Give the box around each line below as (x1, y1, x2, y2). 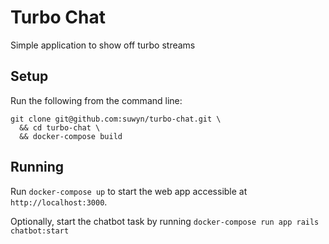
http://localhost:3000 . (10, 196, 108, 208)
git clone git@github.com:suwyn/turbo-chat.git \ (10, 114, 222, 124)
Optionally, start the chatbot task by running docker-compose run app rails (10, 215, 320, 227)
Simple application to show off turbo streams (10, 39, 196, 51)
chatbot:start (10, 226, 70, 236)
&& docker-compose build (19, 131, 123, 141)
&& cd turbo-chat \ (19, 122, 101, 133)
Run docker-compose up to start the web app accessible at (10, 185, 248, 197)
